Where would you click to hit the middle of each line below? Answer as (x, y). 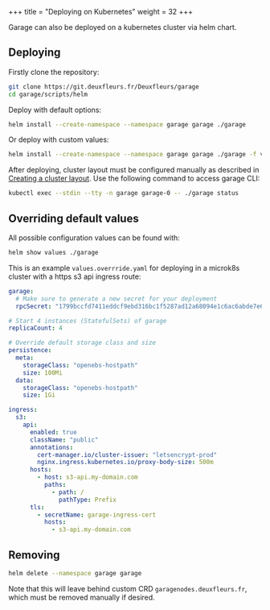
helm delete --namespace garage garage (75, 573)
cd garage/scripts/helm (48, 94)
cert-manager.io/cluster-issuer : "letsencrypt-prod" (127, 454)
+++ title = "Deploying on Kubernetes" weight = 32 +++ (101, 12)
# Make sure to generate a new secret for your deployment (117, 299)
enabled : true (53, 432)
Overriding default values (74, 218)
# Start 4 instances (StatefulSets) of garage (88, 321)
